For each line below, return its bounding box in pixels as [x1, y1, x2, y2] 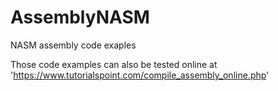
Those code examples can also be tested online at [10, 58, 218, 70]
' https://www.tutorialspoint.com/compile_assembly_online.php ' [10, 69, 270, 81]
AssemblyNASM [10, 6, 150, 29]
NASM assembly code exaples [10, 39, 137, 51]
